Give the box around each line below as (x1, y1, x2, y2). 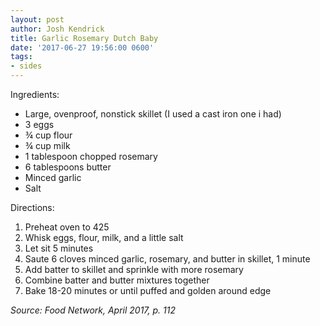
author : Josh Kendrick (10, 24, 105, 34)
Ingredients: (10, 89, 60, 100)
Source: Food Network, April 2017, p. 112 (10, 304, 177, 316)
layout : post (10, 14, 65, 25)
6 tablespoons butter (24, 161, 112, 173)
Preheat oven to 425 (24, 221, 110, 233)
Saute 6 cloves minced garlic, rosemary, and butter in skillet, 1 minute (24, 253, 311, 265)
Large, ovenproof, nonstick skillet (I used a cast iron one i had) (24, 108, 282, 120)
